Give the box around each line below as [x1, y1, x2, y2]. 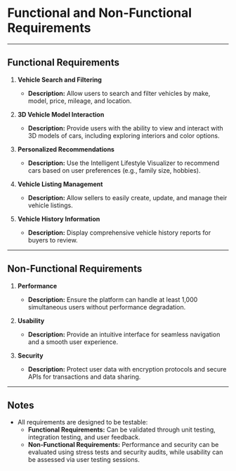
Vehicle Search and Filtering [17, 75, 102, 84]
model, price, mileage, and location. [27, 97, 132, 105]
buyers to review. [27, 235, 79, 244]
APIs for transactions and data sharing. [27, 372, 141, 381]
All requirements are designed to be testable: [17, 418, 148, 427]
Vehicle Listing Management [17, 180, 103, 188]
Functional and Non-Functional [7, 5, 192, 21]
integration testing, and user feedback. [27, 433, 140, 441]
